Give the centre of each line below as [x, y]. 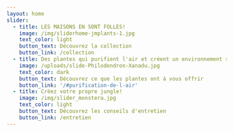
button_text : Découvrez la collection [75, 46]
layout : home [25, 14]
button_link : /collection [57, 53]
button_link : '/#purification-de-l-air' [79, 85]
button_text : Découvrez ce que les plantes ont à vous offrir [111, 79]
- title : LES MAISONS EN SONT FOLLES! [70, 27]
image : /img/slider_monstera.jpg [68, 98]
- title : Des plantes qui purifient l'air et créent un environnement [118, 59]
